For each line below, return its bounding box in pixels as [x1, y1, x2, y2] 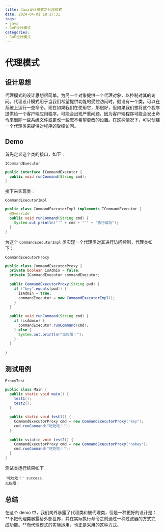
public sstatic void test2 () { [9, 437, 74, 442]
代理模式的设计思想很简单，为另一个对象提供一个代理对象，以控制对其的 [5, 92, 151, 98]
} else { [14, 327, 32, 332]
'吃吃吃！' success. [5, 476, 44, 480]
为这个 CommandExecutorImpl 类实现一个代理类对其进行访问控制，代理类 [5, 239, 148, 245]
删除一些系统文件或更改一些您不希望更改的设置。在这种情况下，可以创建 [13, 116, 160, 123]
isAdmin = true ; [18, 291, 52, 296]
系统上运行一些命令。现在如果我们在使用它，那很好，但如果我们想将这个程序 [5, 104, 160, 111]
